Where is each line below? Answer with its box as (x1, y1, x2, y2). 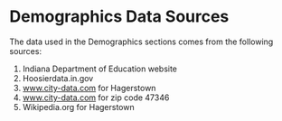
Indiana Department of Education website (22, 63, 178, 74)
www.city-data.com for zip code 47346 (22, 92, 170, 103)
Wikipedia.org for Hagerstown (22, 101, 135, 112)
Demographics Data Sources (9, 6, 230, 27)
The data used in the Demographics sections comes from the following (9, 36, 274, 47)
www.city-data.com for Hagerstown (22, 82, 156, 93)
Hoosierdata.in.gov (22, 72, 94, 83)
